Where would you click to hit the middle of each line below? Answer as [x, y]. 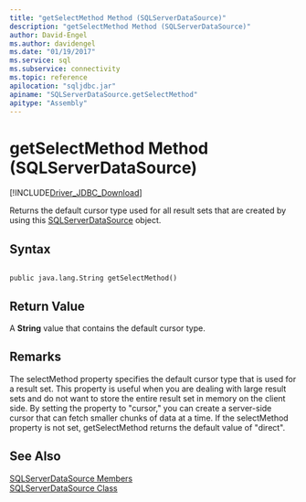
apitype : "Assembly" [49, 103]
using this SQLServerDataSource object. [85, 220]
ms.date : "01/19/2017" [53, 52]
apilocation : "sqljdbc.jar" [63, 86]
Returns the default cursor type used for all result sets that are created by [148, 210]
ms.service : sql [40, 60]
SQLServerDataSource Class [64, 488]
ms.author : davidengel [53, 43]
